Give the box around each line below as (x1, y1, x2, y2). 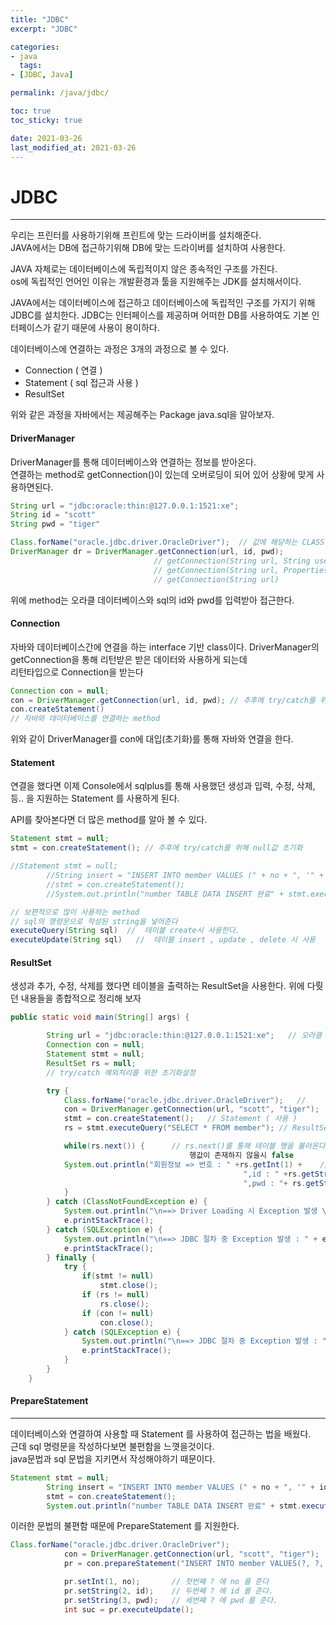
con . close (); (99, 1317, 155, 1328)
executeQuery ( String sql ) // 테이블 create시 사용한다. (10, 926, 240, 936)
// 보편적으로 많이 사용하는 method (10, 907, 140, 917)
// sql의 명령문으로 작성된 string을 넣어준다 (10, 916, 178, 926)
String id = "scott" (10, 510, 97, 520)
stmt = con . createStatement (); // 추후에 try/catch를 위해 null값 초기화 (10, 843, 303, 853)
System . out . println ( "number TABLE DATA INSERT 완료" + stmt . (46, 1501, 302, 1511)
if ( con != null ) (81, 1308, 155, 1318)
